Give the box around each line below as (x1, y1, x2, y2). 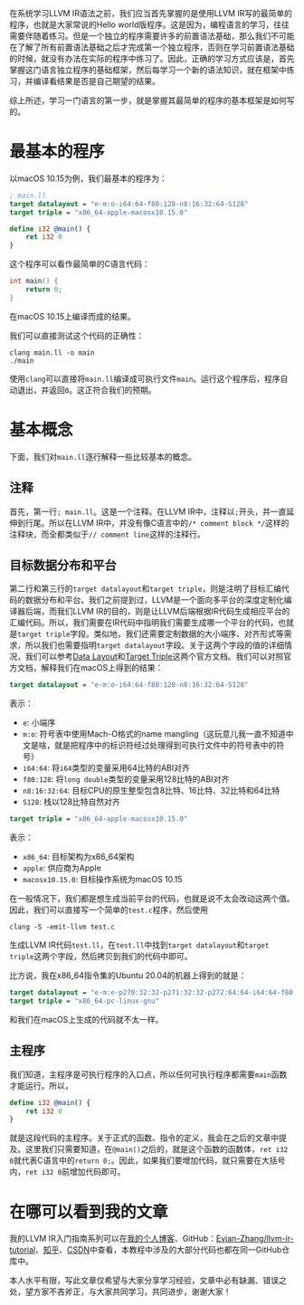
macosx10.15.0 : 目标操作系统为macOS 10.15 (22, 874, 183, 885)
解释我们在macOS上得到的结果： (40, 662, 164, 673)
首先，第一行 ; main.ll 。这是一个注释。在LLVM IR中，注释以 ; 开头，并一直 (9, 506, 287, 517)
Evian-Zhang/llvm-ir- (215, 1234, 294, 1244)
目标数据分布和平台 (9, 557, 117, 573)
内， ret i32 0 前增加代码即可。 (9, 1167, 126, 1177)
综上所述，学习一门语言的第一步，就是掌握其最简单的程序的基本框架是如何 (9, 95, 287, 106)
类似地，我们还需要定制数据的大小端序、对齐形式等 (93, 628, 285, 640)
